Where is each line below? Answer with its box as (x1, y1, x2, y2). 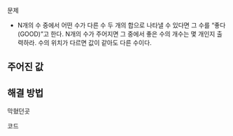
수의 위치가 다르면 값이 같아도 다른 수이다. (38, 39, 152, 47)
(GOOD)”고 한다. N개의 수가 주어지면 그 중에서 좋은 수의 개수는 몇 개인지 (17, 30, 216, 38)
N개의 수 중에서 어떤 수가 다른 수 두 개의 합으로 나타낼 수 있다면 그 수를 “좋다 (17, 21, 226, 29)
